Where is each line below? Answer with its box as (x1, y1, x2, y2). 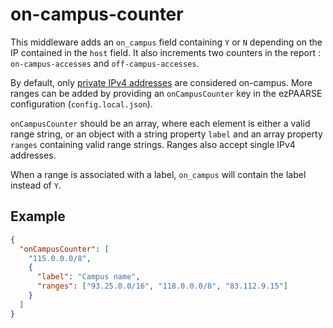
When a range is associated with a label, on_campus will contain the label (10, 168, 307, 180)
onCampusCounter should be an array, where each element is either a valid (10, 117, 311, 129)
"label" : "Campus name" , (36, 272, 141, 282)
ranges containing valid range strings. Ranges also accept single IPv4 (10, 138, 296, 150)
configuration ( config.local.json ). (10, 98, 153, 110)
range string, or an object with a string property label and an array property (10, 128, 323, 140)
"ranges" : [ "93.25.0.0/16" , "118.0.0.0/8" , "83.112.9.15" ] (36, 281, 288, 292)
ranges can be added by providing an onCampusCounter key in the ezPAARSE (10, 87, 323, 99)
